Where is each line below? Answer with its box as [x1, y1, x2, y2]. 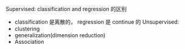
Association [14, 38, 44, 45]
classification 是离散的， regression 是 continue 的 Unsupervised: [14, 18, 180, 26]
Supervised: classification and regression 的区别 [5, 5, 127, 12]
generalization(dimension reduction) [14, 32, 106, 38]
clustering [14, 25, 40, 32]
